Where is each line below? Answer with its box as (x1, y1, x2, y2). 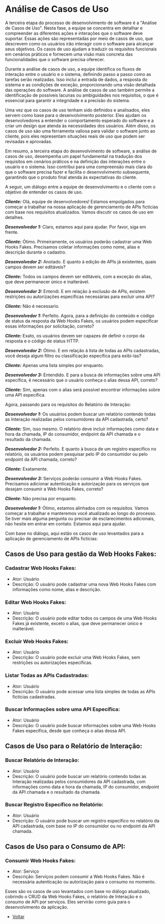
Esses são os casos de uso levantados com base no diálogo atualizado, (5, 888, 151, 894)
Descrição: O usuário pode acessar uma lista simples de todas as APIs (12, 688, 156, 694)
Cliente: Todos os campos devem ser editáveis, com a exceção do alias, (5, 273, 152, 279)
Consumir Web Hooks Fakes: (5, 857, 76, 864)
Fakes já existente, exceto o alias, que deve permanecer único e (12, 620, 143, 626)
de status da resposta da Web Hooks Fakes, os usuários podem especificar (5, 318, 159, 324)
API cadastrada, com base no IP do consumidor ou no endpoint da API (12, 823, 156, 829)
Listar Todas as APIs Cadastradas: (5, 672, 89, 679)
